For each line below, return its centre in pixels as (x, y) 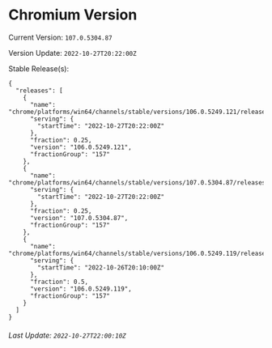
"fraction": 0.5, (59, 282)
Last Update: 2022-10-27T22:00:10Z (68, 335)
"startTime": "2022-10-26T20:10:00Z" (101, 267)
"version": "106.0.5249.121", (81, 147)
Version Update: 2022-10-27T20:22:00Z (72, 53)
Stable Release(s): (39, 68)
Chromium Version (73, 15)
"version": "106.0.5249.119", (81, 289)
